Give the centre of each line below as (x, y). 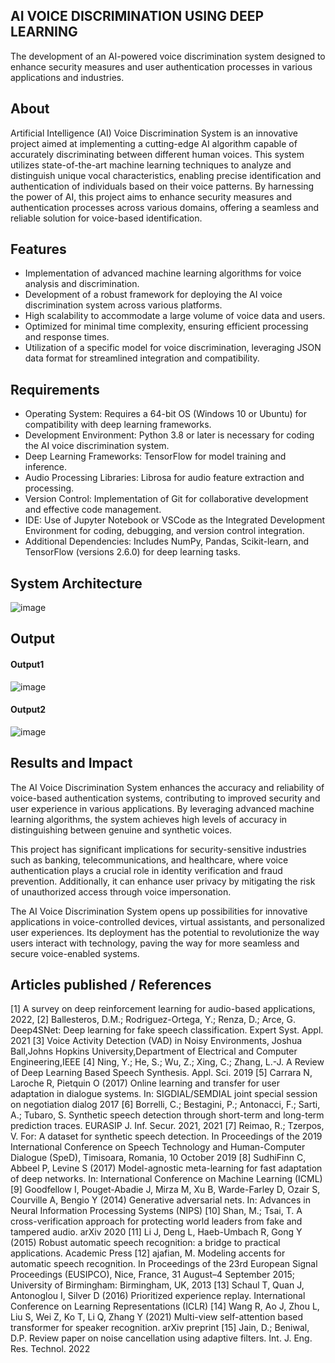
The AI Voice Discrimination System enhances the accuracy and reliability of (167, 787)
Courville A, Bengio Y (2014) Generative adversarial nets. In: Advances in (160, 1200)
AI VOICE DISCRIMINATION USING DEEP (137, 16)
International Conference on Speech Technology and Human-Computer (158, 1147)
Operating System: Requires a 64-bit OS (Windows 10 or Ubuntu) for (166, 414)
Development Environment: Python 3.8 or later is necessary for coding (169, 435)
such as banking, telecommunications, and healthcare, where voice (149, 860)
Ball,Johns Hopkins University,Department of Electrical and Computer (154, 1051)
